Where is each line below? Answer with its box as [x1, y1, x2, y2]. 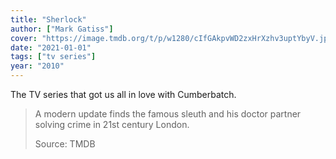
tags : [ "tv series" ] [10, 52, 97, 62]
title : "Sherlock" [10, 14, 87, 25]
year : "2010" [10, 61, 65, 71]
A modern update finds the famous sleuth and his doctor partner [34, 108, 302, 120]
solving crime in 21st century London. [34, 119, 190, 130]
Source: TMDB [34, 138, 96, 150]
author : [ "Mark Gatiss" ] [10, 24, 114, 34]
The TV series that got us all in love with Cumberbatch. [10, 89, 237, 100]
